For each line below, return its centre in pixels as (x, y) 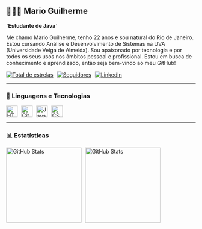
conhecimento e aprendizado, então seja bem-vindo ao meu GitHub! (91, 63)
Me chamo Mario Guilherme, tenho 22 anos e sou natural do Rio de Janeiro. (100, 37)
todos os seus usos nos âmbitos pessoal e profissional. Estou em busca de (99, 56)
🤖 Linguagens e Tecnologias (48, 96)
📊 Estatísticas (28, 136)
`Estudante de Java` (32, 25)
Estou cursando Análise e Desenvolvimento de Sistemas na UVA (86, 43)
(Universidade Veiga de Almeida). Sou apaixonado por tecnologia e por (94, 50)
